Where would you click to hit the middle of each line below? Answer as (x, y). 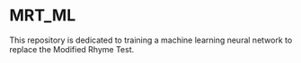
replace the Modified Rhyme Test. (72, 49)
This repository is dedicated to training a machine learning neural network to (151, 40)
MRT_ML (43, 16)
